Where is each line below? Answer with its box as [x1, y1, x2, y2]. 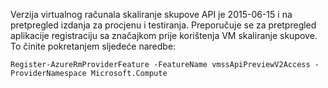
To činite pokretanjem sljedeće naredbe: [10, 40, 177, 52]
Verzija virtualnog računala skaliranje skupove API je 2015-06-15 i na [10, 9, 293, 20]
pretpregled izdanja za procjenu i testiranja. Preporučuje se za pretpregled [10, 19, 317, 31]
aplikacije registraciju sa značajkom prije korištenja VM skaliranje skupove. [10, 30, 318, 41]
